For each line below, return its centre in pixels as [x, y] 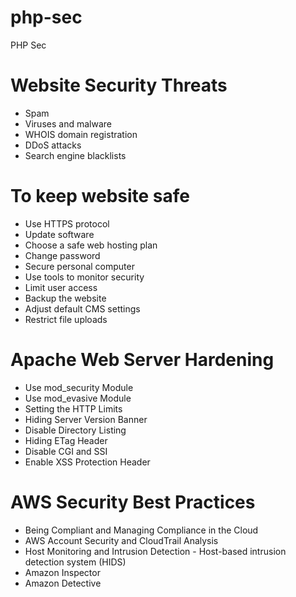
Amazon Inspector [62, 572]
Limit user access [61, 287]
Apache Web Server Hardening [142, 360]
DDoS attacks [53, 145]
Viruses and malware [68, 123]
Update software [59, 234]
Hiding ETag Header [66, 440]
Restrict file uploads [66, 319]
